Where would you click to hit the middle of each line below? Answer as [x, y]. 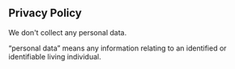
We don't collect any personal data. [68, 32]
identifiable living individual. [55, 56]
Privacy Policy [45, 13]
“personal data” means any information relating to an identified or [117, 48]
